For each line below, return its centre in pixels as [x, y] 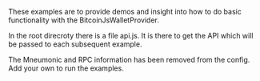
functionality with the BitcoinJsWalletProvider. [84, 20]
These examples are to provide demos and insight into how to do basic [125, 12]
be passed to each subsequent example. [75, 44]
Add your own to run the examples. [66, 68]
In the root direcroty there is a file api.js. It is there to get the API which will [131, 36]
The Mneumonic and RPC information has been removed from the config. [129, 60]
